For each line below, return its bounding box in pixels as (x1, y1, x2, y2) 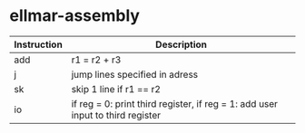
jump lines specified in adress (71, 68, 199, 81)
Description (155, 38, 207, 51)
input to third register (71, 109, 162, 121)
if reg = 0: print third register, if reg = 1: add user (71, 97, 279, 109)
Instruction (14, 38, 64, 51)
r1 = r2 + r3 (71, 53, 122, 66)
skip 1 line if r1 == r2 (71, 82, 162, 95)
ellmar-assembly (9, 5, 141, 26)
